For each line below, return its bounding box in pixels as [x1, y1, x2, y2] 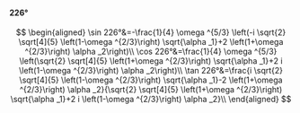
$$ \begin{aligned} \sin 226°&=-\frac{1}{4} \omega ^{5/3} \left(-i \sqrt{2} [15, 27, 287, 38]
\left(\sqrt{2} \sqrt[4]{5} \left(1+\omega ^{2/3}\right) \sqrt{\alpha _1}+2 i [19, 56, 283, 66]
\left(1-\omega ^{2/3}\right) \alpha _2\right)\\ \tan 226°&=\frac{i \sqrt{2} [18, 65, 284, 76]
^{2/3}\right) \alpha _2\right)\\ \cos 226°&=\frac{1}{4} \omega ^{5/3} [24, 46, 278, 57]
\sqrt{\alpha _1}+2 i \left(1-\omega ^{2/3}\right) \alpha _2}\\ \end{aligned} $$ [10, 94, 292, 105]
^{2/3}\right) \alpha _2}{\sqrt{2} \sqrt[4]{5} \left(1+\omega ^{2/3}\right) [19, 84, 283, 95]
